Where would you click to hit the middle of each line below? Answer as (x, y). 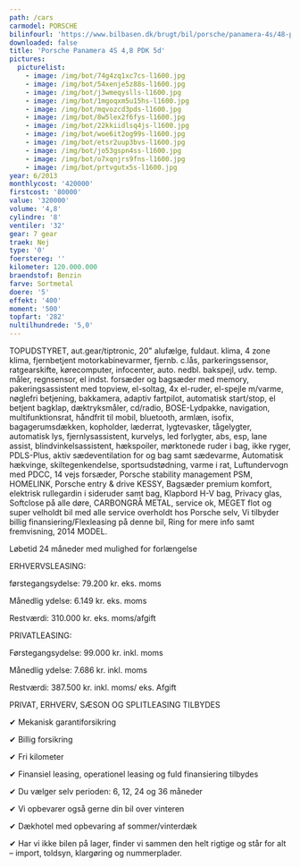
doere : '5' (29, 292)
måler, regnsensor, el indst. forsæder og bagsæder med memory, (129, 379)
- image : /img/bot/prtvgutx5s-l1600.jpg (101, 167)
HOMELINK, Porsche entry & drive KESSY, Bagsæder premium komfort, (141, 484)
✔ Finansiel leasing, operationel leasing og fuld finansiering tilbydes (134, 774)
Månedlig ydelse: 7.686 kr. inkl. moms (78, 670)
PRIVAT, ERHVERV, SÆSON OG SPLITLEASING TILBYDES (115, 705)
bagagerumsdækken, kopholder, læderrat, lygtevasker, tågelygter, (131, 427)
